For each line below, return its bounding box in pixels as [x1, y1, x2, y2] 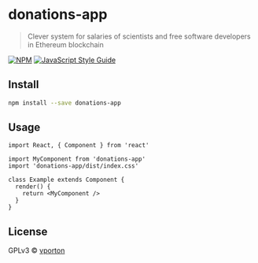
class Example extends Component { [8, 176, 125, 184]
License [8, 224, 48, 238]
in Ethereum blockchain [27, 39, 105, 49]
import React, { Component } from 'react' [8, 142, 149, 150]
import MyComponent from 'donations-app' [8, 155, 146, 163]
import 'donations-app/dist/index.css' [8, 162, 139, 170]
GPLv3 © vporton [8, 246, 65, 255]
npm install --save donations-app [8, 98, 122, 107]
